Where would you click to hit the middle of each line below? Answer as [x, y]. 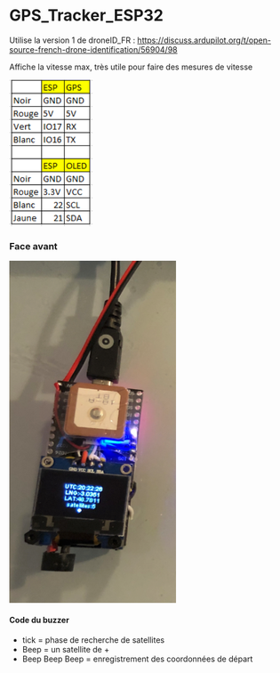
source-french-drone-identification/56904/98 [93, 49]
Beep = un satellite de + [65, 649]
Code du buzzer [39, 620]
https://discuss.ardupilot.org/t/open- [204, 40]
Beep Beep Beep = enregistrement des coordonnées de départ [137, 659]
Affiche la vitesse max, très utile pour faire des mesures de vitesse [131, 67]
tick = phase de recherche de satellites [93, 640]
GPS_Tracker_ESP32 [87, 16]
